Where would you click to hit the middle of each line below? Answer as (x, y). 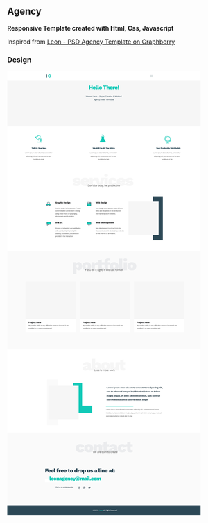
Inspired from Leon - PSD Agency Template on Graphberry (91, 42)
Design (19, 60)
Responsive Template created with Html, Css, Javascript (90, 28)
